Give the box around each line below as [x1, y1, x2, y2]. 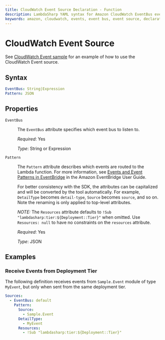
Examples [5, 253, 36, 261]
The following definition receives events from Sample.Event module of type [5, 279, 156, 285]
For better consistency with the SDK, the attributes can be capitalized [17, 183, 158, 190]
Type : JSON [17, 238, 42, 244]
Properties [5, 104, 38, 113]
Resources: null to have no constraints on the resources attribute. [17, 219, 151, 225]
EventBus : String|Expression [5, 87, 65, 92]
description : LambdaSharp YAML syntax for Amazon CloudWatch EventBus [5, 12, 153, 17]
